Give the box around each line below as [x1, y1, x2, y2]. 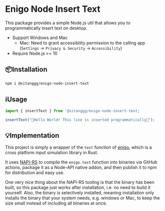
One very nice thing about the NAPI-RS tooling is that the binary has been [5, 179, 155, 185]
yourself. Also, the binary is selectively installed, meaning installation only [5, 190, 154, 196]
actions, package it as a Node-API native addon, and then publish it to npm [5, 165, 157, 170]
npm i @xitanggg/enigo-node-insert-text [5, 81, 90, 86]
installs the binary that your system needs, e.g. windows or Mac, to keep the [5, 195, 160, 201]
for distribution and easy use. [5, 169, 65, 175]
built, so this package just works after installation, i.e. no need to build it [5, 184, 151, 190]
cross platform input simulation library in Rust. [5, 150, 99, 155]
